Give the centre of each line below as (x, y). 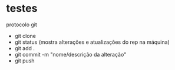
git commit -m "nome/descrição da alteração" (70, 54)
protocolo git (22, 24)
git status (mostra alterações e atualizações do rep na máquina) (92, 42)
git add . (25, 48)
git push (24, 61)
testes (22, 8)
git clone (25, 36)
